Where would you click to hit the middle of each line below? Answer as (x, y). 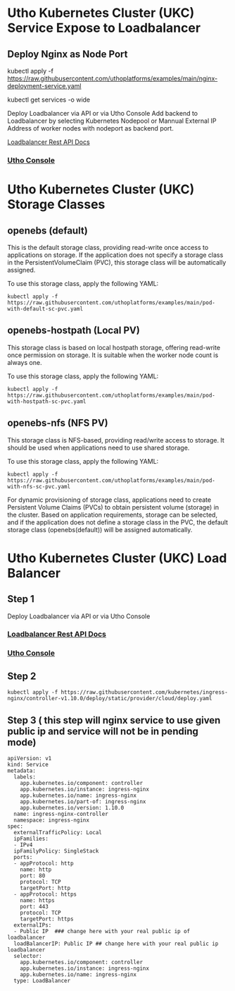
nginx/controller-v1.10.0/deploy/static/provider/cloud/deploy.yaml (110, 699)
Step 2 (22, 676)
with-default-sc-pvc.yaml (45, 308)
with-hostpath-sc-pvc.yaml (47, 401)
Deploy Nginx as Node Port (68, 54)
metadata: (22, 771)
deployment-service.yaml (44, 86)
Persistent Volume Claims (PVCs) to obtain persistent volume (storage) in (113, 507)
